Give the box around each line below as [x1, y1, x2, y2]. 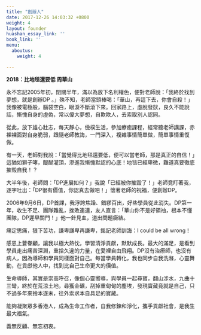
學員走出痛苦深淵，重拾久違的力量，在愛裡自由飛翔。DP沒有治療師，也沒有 [6, 246, 192, 254]
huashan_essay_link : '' [6, 31, 66, 37]
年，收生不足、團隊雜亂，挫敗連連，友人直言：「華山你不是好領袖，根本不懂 [6, 206, 193, 214]
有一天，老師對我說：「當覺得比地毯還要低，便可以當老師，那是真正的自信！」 [6, 151, 195, 159]
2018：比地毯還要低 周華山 [6, 75, 73, 83]
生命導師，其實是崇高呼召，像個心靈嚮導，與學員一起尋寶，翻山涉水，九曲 [6, 275, 190, 282]
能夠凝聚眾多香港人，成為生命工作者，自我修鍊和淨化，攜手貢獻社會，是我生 [6, 302, 195, 309]
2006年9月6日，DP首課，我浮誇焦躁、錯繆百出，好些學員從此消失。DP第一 [6, 199, 193, 206]
